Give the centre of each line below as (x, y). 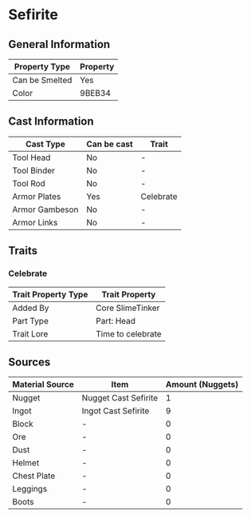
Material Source (43, 385)
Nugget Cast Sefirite (120, 398)
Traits (23, 251)
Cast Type (45, 144)
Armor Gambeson (45, 209)
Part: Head (116, 321)
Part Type (31, 321)
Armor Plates (37, 196)
